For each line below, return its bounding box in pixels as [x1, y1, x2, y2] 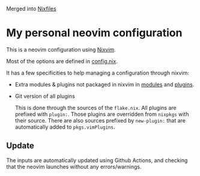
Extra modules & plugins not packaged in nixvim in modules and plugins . [14, 80, 195, 88]
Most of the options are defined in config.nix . [6, 57, 118, 65]
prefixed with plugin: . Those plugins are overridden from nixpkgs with [14, 111, 189, 118]
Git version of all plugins [14, 93, 75, 100]
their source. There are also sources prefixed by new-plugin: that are [14, 117, 186, 124]
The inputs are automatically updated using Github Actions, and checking [6, 156, 188, 164]
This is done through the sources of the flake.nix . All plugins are [14, 104, 177, 111]
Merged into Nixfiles [6, 5, 56, 12]
